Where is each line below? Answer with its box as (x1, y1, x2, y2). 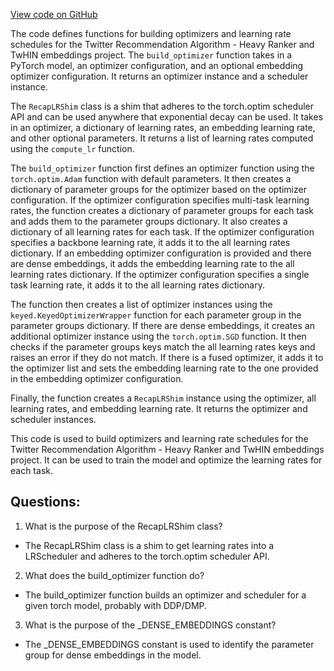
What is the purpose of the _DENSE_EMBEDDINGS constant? (24, 619, 277, 631)
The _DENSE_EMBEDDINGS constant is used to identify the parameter (24, 638, 315, 650)
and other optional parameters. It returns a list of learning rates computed (10, 132, 314, 144)
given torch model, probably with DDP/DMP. (24, 599, 208, 611)
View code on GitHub (10, 9, 98, 20)
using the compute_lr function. (10, 143, 135, 154)
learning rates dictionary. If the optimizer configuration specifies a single (10, 269, 310, 280)
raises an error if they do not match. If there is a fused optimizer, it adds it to (10, 352, 324, 363)
